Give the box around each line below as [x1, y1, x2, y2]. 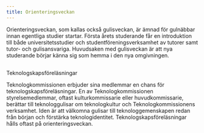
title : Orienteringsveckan [6, 9, 75, 15]
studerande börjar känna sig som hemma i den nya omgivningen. [6, 51, 169, 59]
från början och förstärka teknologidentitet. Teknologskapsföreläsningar [6, 113, 187, 121]
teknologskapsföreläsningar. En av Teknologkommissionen [6, 88, 153, 95]
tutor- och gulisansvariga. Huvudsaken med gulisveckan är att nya [6, 45, 173, 52]
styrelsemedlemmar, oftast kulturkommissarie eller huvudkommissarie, [6, 94, 184, 101]
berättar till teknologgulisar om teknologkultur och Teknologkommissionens [6, 101, 195, 108]
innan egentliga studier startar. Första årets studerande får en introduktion [6, 32, 192, 40]
